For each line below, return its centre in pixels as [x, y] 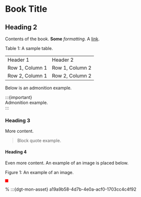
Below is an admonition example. [39, 88]
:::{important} [19, 97]
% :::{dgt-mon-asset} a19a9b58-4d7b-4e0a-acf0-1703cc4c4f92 [71, 189]
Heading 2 [21, 27]
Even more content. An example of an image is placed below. [67, 163]
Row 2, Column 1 [28, 76]
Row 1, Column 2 [72, 68]
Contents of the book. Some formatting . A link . [52, 39]
